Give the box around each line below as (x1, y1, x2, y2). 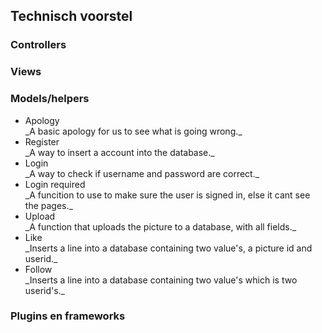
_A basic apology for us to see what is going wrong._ (24, 125, 243, 137)
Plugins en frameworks (10, 309, 126, 323)
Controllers (10, 38, 67, 52)
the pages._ (24, 199, 73, 211)
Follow (24, 263, 53, 275)
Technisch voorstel (10, 8, 133, 25)
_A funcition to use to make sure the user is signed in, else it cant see (24, 189, 311, 201)
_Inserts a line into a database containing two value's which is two (24, 274, 298, 286)
